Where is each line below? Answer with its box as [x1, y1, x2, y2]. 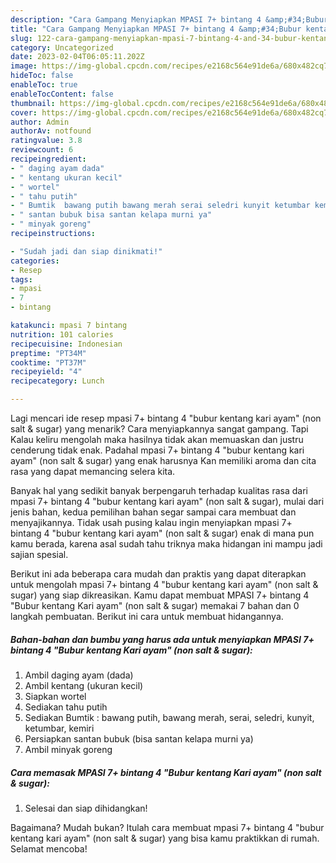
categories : [10, 256, 60, 266]
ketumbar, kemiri [24, 722, 95, 734]
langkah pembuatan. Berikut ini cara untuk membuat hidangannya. [10, 611, 284, 622]
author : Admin [10, 117, 70, 127]
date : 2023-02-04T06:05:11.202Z [10, 52, 145, 62]
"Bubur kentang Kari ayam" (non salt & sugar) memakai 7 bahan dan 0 [10, 600, 300, 611]
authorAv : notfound [10, 126, 92, 136]
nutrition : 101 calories [10, 329, 114, 340]
